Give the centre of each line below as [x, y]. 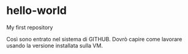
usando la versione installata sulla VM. [55, 46]
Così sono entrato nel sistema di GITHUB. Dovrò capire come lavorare [94, 39]
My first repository [30, 27]
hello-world [37, 11]
